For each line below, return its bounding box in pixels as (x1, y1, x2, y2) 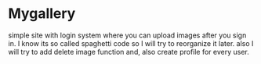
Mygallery (8, 5, 76, 23)
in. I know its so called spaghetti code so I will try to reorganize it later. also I (8, 38, 254, 48)
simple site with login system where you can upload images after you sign (8, 30, 247, 40)
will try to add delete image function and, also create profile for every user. (8, 47, 249, 56)
